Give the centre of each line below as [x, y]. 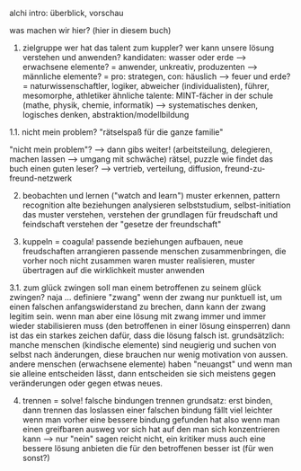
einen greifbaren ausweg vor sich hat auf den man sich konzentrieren [151, 429]
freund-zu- [245, 169]
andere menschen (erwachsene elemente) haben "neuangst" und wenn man [151, 364]
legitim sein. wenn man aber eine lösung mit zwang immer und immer [138, 316]
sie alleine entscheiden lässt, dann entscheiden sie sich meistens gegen [143, 373]
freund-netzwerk [41, 178]
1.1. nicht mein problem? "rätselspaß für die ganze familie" [116, 132]
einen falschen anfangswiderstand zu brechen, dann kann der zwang [138, 307]
